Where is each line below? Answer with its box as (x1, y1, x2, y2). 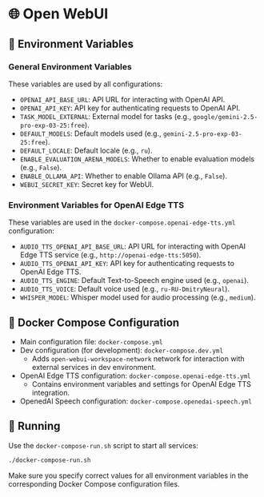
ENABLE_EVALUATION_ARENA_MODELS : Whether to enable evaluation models (19, 153, 254, 164)
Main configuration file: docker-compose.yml (19, 336, 163, 346)
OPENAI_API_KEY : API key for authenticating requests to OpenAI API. (19, 103, 241, 113)
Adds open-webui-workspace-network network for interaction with (31, 353, 246, 364)
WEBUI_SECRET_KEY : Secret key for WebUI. (19, 179, 154, 189)
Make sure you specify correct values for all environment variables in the (8, 471, 249, 480)
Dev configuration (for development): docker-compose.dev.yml (19, 345, 224, 355)
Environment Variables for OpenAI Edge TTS (8, 199, 185, 210)
